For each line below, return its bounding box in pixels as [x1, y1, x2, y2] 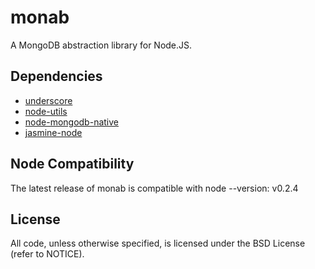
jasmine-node [24, 126, 83, 138]
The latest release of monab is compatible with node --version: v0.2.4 [10, 182, 299, 194]
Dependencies [10, 68, 103, 85]
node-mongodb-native [24, 116, 119, 128]
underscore [24, 94, 73, 106]
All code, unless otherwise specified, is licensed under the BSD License [10, 237, 306, 250]
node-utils [24, 105, 68, 117]
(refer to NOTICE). [10, 248, 85, 260]
